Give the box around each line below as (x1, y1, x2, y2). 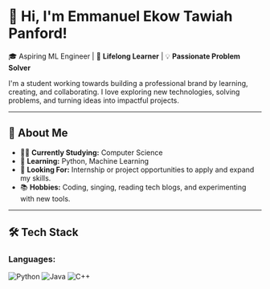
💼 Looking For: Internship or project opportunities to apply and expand (19, 165, 255, 174)
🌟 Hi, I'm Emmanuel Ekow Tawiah (8, 7, 233, 26)
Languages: (8, 254, 56, 265)
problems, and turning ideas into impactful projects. (8, 96, 179, 105)
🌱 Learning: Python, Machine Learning (19, 156, 149, 165)
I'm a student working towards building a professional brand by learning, (8, 78, 248, 88)
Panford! (8, 24, 68, 43)
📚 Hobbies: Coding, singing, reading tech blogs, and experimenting (19, 182, 247, 192)
